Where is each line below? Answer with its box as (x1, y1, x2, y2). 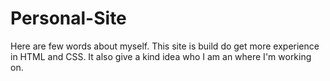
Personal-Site (10, 7, 127, 30)
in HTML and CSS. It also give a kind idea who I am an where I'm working (10, 50, 312, 62)
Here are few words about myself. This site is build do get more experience (10, 40, 320, 52)
